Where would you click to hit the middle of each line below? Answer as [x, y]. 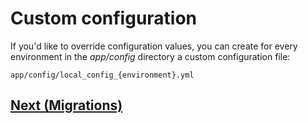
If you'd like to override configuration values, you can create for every [154, 46]
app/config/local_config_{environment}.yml [102, 75]
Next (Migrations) [66, 105]
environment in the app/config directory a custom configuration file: [150, 56]
